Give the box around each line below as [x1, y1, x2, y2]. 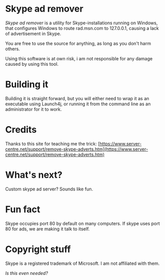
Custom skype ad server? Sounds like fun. [5, 186, 93, 192]
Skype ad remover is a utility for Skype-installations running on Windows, [5, 20, 158, 26]
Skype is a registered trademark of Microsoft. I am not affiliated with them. [5, 260, 160, 266]
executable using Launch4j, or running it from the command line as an [5, 101, 151, 107]
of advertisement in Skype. [5, 30, 62, 36]
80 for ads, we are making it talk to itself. [5, 226, 90, 232]
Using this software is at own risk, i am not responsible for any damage [5, 55, 153, 61]
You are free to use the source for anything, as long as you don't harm [5, 40, 151, 46]
